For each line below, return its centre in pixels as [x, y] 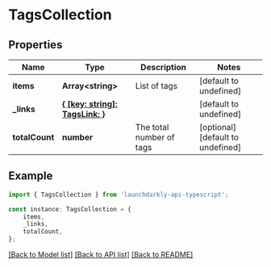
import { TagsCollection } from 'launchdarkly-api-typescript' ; [119, 194]
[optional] [217, 127]
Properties [35, 45]
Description [164, 67]
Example [31, 176]
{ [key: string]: [90, 104]
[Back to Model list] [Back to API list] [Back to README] [101, 255]
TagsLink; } [83, 114]
